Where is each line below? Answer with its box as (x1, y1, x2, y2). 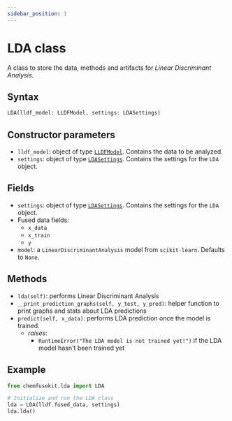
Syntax (7, 91, 39, 103)
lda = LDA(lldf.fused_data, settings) (7, 401, 120, 408)
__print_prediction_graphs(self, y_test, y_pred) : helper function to (17, 299, 220, 307)
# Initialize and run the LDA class (7, 395, 114, 402)
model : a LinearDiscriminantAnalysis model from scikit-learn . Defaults (17, 245, 225, 253)
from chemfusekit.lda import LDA (7, 382, 105, 390)
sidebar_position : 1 (7, 10, 68, 17)
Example (7, 364, 46, 376)
